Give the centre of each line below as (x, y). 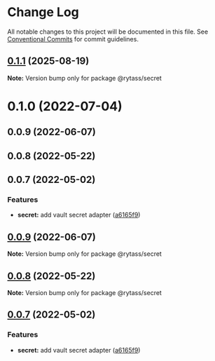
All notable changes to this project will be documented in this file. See (108, 32)
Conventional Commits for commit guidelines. (73, 39)
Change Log (43, 12)
